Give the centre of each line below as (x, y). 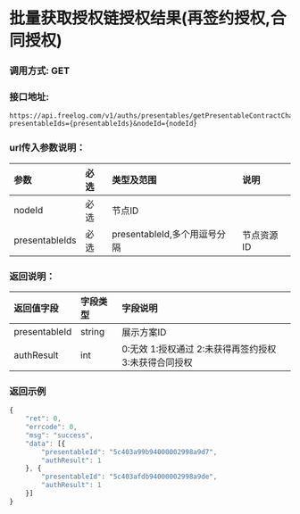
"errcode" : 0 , (51, 427)
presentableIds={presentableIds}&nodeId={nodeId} (104, 124)
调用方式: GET (39, 70)
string (92, 332)
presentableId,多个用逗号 (164, 234)
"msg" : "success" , (59, 435)
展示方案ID (144, 332)
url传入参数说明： (48, 148)
